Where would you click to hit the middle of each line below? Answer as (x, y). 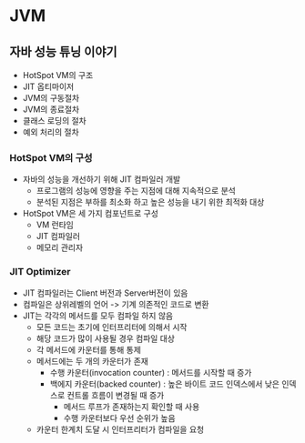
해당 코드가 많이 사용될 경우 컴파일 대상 (106, 338)
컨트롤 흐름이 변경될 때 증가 (116, 395)
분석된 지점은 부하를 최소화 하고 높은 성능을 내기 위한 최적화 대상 (150, 202)
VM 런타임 (55, 225)
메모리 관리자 (60, 247)
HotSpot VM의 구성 (51, 157)
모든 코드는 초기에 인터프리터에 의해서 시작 (112, 327)
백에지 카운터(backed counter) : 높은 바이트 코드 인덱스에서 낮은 (165, 384)
